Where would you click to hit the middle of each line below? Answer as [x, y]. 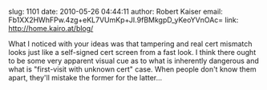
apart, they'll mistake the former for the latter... [85, 78]
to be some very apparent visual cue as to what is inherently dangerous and [133, 61]
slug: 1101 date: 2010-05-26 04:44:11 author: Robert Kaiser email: [115, 12]
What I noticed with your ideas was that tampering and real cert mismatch [130, 44]
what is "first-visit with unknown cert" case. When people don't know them [132, 69]
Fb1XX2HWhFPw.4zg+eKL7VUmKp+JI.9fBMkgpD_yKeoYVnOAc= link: [123, 20]
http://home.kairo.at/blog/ [51, 28]
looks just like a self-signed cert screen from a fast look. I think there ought [132, 52]
